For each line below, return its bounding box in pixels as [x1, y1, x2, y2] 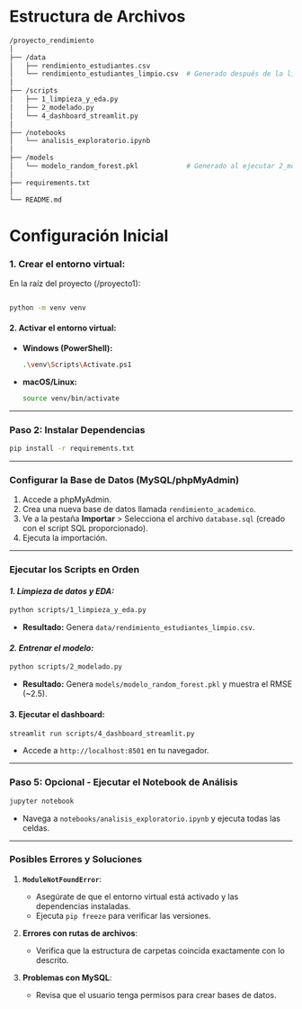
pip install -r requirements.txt [9, 444, 135, 454]
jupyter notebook [9, 797, 75, 806]
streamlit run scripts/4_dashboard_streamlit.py [9, 729, 195, 738]
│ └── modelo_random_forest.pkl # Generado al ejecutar [9, 162, 276, 171]
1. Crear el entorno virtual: [9, 257, 126, 270]
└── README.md [9, 195, 63, 204]
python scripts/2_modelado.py [9, 662, 123, 671]
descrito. [35, 954, 69, 965]
